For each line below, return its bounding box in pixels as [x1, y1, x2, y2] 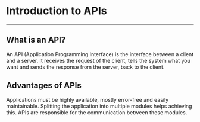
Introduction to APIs [6, 4, 107, 18]
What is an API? [6, 35, 66, 45]
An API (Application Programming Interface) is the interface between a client [6, 50, 194, 57]
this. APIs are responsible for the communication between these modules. [6, 108, 187, 116]
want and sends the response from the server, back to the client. [6, 63, 165, 70]
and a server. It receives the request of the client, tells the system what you [6, 57, 190, 64]
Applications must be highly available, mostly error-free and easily [6, 96, 169, 103]
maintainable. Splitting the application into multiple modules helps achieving [6, 102, 192, 110]
